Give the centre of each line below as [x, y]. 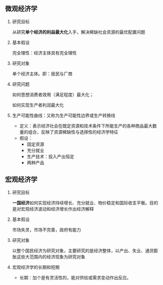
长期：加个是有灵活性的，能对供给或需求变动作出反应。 [75, 277]
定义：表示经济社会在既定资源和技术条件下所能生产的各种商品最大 [86, 126]
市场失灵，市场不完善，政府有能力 [47, 230]
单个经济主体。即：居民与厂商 [42, 74]
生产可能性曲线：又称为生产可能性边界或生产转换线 [64, 115]
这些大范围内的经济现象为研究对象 [51, 257]
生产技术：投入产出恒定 [50, 156]
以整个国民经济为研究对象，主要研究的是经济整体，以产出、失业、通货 [83, 250]
